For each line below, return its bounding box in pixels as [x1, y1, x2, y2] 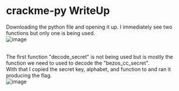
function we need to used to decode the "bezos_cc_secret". [6, 60, 150, 66]
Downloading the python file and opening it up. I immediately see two [6, 23, 173, 30]
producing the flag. [6, 72, 52, 79]
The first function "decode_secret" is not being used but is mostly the [6, 53, 173, 60]
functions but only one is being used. [6, 29, 95, 36]
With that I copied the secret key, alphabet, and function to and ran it [6, 65, 171, 72]
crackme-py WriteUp [6, 4, 110, 17]
